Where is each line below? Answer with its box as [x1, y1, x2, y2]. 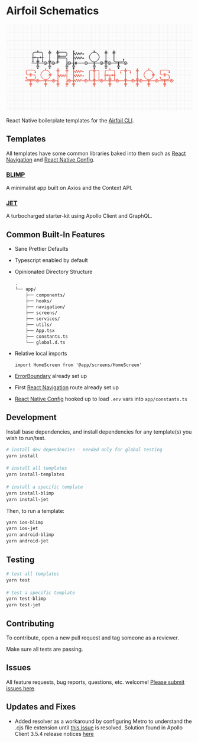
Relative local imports [14, 350, 67, 357]
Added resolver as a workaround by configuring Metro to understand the [14, 718, 192, 725]
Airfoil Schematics [6, 4, 99, 18]
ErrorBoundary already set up [14, 372, 87, 379]
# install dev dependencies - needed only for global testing [6, 447, 163, 453]
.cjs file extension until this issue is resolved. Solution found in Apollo [14, 723, 183, 731]
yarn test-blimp [6, 596, 46, 602]
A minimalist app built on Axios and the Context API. [6, 184, 133, 191]
